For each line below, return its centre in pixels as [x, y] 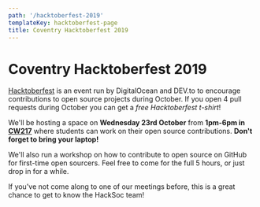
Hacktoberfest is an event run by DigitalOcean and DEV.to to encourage [124, 91]
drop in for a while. [39, 172]
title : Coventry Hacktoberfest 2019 [68, 30]
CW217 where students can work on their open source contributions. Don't [130, 131]
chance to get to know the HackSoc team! [76, 195]
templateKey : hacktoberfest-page [63, 23]
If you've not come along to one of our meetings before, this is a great [122, 187]
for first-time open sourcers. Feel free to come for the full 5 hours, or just [126, 163]
